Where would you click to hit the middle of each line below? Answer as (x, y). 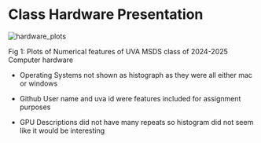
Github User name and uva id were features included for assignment (130, 98)
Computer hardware (40, 60)
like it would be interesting (62, 130)
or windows (39, 83)
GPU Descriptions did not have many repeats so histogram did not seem (136, 122)
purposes (35, 107)
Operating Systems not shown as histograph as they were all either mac (136, 75)
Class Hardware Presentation (106, 15)
